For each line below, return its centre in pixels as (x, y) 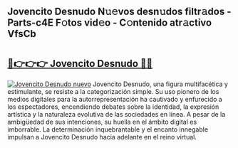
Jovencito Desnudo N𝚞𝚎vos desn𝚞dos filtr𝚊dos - (119, 12)
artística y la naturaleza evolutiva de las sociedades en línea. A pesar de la (117, 114)
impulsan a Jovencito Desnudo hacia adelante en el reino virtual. (102, 137)
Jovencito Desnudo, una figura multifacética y (160, 84)
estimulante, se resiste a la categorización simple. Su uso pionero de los (113, 91)
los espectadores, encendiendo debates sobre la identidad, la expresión (113, 107)
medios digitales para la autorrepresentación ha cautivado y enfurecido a (115, 99)
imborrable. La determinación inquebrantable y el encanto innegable (108, 129)
